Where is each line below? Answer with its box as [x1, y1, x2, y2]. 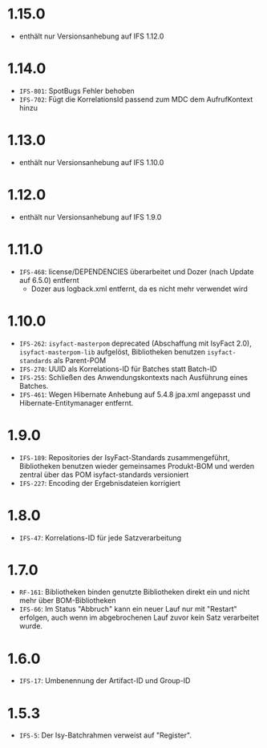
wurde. [18, 621, 43, 631]
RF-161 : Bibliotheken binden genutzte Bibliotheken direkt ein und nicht [18, 587, 250, 597]
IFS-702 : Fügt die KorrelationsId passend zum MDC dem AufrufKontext [18, 94, 253, 104]
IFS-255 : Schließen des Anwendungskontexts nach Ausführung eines [18, 372, 248, 382]
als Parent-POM [54, 355, 107, 365]
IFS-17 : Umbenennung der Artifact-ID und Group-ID [18, 676, 191, 685]
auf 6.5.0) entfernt [18, 275, 79, 285]
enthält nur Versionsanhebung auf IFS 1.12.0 [18, 31, 164, 41]
